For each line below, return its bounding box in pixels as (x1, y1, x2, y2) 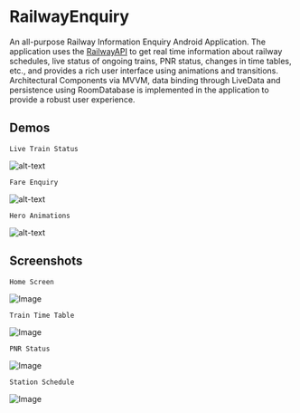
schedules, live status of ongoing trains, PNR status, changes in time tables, (9, 55, 292, 66)
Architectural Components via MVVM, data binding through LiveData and (9, 74, 281, 85)
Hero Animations (9, 211, 70, 220)
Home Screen (9, 277, 54, 286)
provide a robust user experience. (9, 93, 136, 105)
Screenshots (9, 254, 83, 269)
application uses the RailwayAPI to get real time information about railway (9, 45, 283, 56)
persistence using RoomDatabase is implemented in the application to (9, 84, 269, 95)
